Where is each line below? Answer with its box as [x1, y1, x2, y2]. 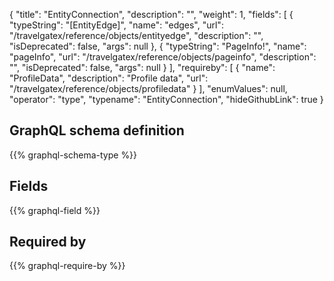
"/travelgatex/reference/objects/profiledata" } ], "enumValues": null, [9, 83, 288, 94]
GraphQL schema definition [9, 122, 185, 139]
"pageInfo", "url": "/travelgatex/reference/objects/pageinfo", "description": [9, 51, 317, 63]
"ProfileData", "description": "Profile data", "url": [9, 72, 209, 84]
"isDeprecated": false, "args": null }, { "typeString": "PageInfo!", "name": [9, 40, 307, 52]
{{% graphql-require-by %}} [9, 260, 126, 272]
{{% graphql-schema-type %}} [9, 149, 138, 161]
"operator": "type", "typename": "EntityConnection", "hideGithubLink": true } [9, 94, 324, 105]
